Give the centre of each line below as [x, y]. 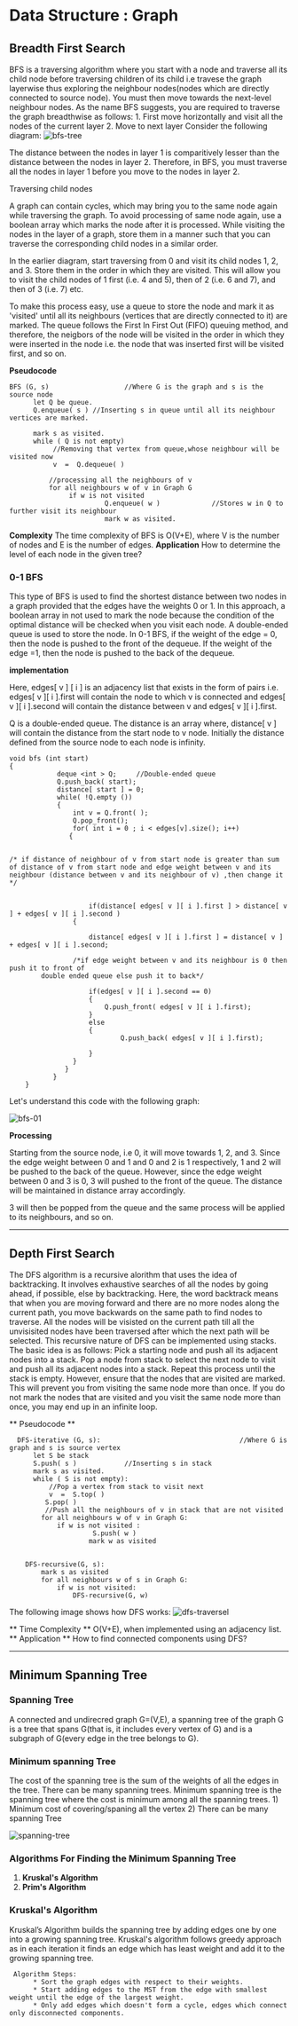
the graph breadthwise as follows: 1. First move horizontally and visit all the [146, 117]
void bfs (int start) [49, 759]
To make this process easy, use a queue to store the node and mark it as [142, 306]
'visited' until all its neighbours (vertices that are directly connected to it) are [149, 315]
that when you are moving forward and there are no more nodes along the [144, 1303]
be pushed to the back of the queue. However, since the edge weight [136, 1171]
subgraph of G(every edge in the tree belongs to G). [104, 1738]
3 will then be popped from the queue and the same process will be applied [147, 1208]
